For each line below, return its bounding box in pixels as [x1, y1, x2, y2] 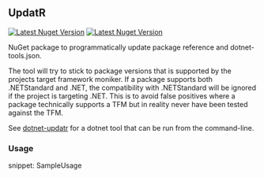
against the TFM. [8, 108, 63, 117]
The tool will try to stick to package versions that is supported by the [8, 66, 232, 76]
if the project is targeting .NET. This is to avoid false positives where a [8, 91, 236, 101]
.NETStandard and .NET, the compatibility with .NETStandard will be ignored [8, 83, 257, 92]
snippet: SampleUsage [8, 161, 82, 170]
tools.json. [8, 50, 42, 60]
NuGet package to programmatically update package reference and [8, 43, 229, 52]
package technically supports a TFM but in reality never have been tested [8, 99, 248, 109]
